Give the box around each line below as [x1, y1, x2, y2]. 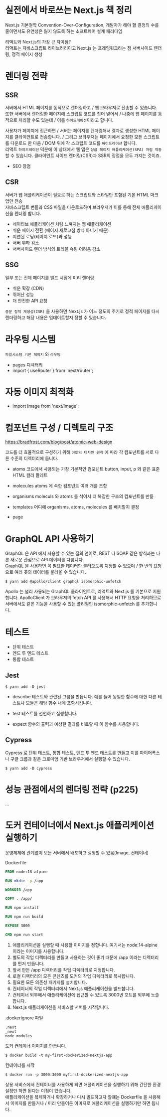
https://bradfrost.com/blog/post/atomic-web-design [5, 439, 113, 445]
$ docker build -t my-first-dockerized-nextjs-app [5, 1053, 113, 1058]
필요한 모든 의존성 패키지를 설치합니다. [12, 979, 87, 985]
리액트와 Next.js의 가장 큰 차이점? [5, 38, 71, 45]
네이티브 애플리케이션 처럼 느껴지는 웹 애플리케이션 [12, 221, 111, 227]
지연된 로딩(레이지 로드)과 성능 [12, 233, 72, 239]
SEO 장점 [12, 163, 31, 169]
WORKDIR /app [5, 887, 32, 892]
